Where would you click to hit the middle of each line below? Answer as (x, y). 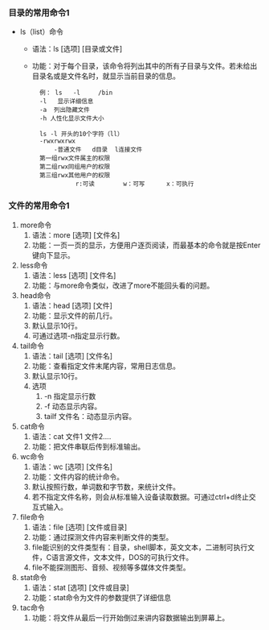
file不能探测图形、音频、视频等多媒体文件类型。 (111, 567)
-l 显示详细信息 (66, 102)
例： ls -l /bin (76, 93)
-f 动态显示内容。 (73, 406)
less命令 (34, 265)
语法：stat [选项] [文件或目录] (81, 587)
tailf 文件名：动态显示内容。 (90, 416)
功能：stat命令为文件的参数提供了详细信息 (102, 597)
